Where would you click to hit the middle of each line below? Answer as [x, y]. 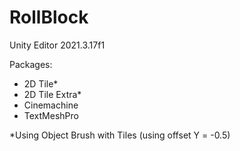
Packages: [31, 64]
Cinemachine [51, 105]
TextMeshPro [51, 115]
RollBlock [49, 17]
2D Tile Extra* [52, 94]
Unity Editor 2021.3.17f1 [57, 45]
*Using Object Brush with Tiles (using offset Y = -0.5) [120, 135]
